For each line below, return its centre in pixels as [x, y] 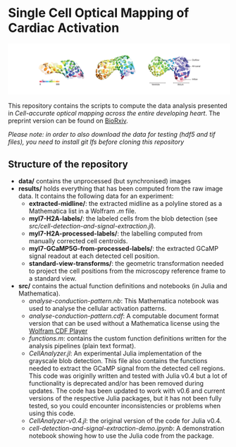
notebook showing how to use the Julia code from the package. [121, 436]
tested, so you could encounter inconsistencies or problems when [125, 405]
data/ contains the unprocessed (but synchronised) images [104, 180]
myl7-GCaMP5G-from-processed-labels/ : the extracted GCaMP [124, 248]
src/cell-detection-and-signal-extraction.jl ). [92, 226]
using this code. [52, 413]
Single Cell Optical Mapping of [99, 13]
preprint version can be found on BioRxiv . [68, 121]
